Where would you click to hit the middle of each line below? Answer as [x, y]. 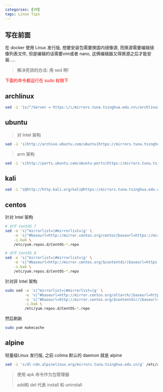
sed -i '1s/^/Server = [28, 108]
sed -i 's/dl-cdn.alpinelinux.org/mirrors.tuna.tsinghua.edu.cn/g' [75, 364]
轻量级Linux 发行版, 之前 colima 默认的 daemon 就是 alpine [64, 355]
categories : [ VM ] [23, 9]
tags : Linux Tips [23, 14]
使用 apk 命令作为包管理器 [43, 374]
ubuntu [16, 122]
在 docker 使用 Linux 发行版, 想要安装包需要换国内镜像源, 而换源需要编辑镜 [80, 48]
